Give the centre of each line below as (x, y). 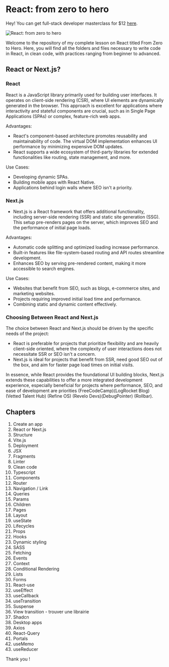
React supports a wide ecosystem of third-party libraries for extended (86, 152)
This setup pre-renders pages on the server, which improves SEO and (85, 222)
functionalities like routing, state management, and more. (72, 157)
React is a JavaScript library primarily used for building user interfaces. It (81, 95)
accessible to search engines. (44, 268)
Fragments (24, 456)
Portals (20, 639)
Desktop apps (27, 623)
